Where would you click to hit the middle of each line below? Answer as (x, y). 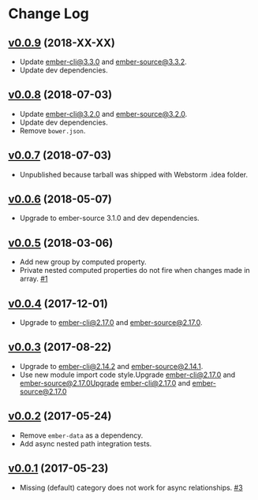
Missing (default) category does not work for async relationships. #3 (131, 487)
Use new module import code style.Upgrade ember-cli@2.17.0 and (127, 375)
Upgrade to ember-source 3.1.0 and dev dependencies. (109, 218)
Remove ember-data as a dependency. (81, 435)
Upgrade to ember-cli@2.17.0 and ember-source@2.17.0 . (111, 323)
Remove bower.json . (52, 130)
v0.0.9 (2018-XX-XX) (62, 43)
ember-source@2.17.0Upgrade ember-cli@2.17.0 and (105, 382)
